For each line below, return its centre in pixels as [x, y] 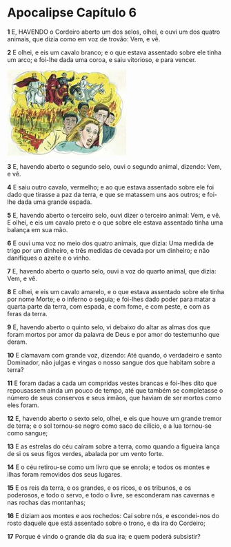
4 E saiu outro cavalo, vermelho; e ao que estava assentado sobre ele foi [111, 187]
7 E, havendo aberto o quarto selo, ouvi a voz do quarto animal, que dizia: [112, 271]
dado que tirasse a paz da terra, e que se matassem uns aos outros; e [107, 194]
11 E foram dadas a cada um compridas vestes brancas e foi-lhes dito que [112, 383]
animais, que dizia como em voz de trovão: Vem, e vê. [84, 39]
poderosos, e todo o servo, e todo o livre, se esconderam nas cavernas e [111, 495]
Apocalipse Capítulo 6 [72, 13]
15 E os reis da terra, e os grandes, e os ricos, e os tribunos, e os [99, 488]
